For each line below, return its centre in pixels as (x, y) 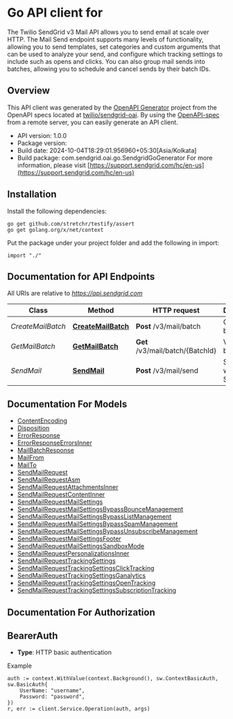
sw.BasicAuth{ (28, 685)
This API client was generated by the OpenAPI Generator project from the (112, 107)
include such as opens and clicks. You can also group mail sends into (106, 61)
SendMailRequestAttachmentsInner (68, 487)
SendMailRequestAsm (49, 480)
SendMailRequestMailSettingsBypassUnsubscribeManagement (107, 532)
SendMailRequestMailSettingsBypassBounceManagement (100, 509)
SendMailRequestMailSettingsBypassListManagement (94, 517)
